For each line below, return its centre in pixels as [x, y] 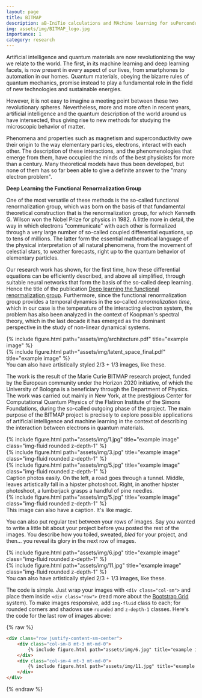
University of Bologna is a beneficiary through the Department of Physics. [98, 389]
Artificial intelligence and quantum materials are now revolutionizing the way [101, 57]
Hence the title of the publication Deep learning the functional [83, 289]
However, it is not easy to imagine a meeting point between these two [93, 101]
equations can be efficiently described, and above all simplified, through [96, 276]
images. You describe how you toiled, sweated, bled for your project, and [97, 534]
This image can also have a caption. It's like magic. [69, 510]
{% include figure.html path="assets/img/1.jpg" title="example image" [93, 439]
